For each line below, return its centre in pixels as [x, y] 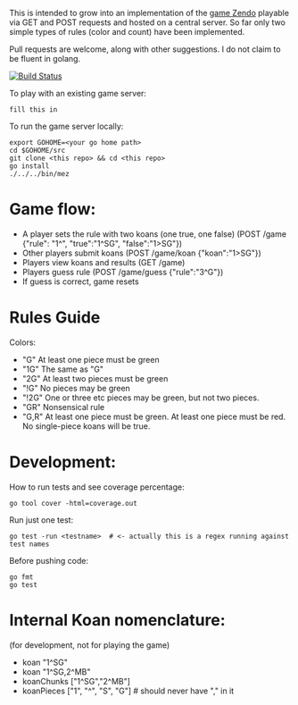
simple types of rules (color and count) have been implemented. [127, 32]
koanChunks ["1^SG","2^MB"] [76, 681]
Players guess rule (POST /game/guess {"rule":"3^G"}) [123, 272]
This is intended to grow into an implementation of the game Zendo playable [149, 13]
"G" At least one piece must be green [91, 359]
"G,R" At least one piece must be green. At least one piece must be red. [154, 416]
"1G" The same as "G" [63, 369]
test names [29, 544]
